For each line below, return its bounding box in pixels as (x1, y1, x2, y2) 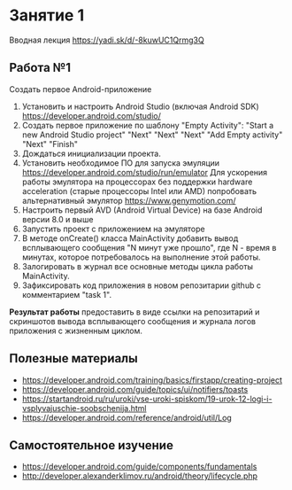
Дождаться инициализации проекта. (21, 148, 162, 159)
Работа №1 (9, 60, 71, 75)
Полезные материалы (9, 351, 139, 366)
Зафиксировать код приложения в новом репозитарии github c (21, 280, 261, 291)
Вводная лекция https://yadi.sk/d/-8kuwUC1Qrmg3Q (9, 35, 205, 45)
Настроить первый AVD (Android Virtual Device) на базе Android (21, 205, 263, 215)
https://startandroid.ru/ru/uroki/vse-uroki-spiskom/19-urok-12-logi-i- (21, 393, 273, 404)
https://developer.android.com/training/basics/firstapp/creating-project (21, 374, 283, 385)
